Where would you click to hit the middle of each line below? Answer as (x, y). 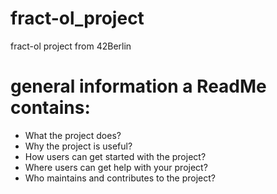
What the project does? (73, 135)
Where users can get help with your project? (116, 167)
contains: (50, 108)
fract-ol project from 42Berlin (71, 46)
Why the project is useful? (78, 146)
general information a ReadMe (138, 86)
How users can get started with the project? (115, 156)
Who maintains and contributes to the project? (120, 178)
